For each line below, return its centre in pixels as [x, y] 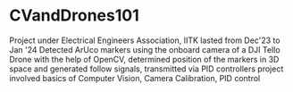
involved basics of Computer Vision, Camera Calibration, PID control [135, 78]
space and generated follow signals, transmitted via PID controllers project [146, 69]
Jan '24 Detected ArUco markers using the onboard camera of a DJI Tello [145, 49]
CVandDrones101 [75, 16]
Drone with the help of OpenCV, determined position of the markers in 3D [144, 59]
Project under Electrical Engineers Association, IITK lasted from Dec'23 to [145, 40]
